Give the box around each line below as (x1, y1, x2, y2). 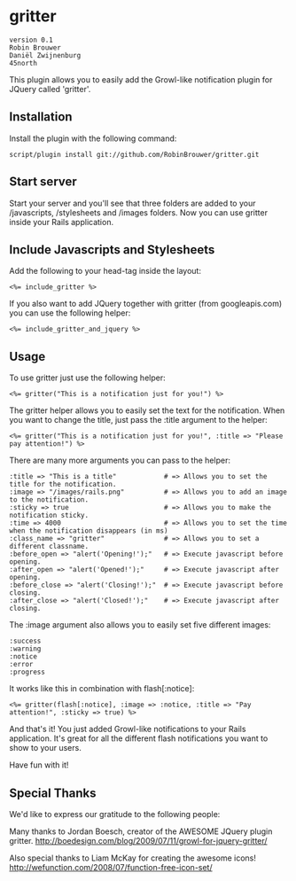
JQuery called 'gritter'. (9, 83, 91, 94)
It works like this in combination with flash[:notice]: (9, 683, 195, 694)
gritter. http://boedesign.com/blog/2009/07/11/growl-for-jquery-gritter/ (9, 836, 268, 846)
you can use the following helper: (9, 308, 131, 318)
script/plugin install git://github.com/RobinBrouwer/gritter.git (9, 150, 260, 159)
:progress (9, 667, 46, 677)
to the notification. (9, 495, 90, 504)
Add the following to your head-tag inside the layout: (9, 266, 202, 277)
